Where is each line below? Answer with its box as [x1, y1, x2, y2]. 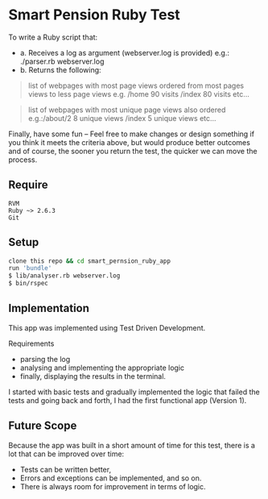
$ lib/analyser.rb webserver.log [8, 272, 121, 280]
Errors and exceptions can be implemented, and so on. [19, 473, 202, 483]
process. [8, 155, 38, 164]
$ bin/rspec [8, 280, 48, 288]
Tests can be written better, [19, 464, 111, 474]
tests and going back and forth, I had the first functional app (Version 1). [8, 395, 247, 405]
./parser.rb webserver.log [19, 56, 105, 66]
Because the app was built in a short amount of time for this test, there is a [8, 440, 256, 450]
